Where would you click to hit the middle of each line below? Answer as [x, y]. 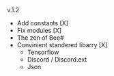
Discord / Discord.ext [57, 60]
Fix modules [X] [39, 30]
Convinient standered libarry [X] [62, 45]
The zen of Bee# [40, 38]
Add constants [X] [42, 23]
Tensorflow [43, 52]
